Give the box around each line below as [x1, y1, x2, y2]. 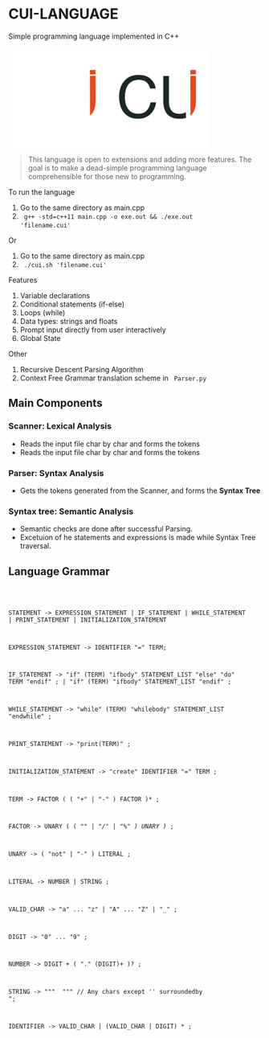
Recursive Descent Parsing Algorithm [19, 364, 144, 374]
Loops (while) [19, 307, 66, 318]
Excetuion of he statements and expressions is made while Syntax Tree [19, 532, 256, 543]
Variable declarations [19, 290, 91, 300]
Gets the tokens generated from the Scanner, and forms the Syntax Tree [19, 486, 261, 495]
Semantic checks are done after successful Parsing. [19, 524, 193, 534]
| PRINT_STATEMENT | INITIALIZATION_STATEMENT [8, 616, 167, 624]
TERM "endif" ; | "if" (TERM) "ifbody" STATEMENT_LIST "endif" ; [8, 678, 231, 686]
